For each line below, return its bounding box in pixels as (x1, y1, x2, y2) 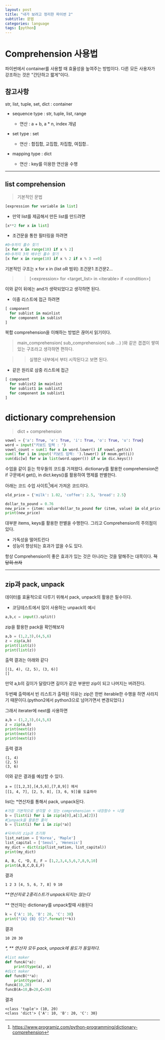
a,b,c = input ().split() (5, 615, 56, 619)
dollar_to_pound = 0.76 (5, 501, 54, 506)
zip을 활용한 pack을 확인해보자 (5, 624, 65, 630)
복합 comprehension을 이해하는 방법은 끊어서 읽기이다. (5, 329, 111, 336)
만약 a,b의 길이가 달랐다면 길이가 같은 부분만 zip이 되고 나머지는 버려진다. (5, 681, 146, 687)
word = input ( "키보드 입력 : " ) (5, 442, 66, 447)
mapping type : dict (12, 151, 52, 156)
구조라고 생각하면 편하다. (26, 346, 74, 352)
